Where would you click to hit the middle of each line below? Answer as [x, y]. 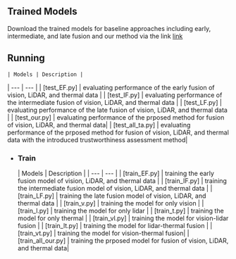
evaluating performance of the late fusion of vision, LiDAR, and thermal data [117, 110]
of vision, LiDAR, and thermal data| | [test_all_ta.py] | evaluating [99, 125]
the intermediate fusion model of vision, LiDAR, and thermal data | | [115, 188]
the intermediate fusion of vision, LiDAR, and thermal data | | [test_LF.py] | [114, 102]
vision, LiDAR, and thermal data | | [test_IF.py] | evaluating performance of [115, 95]
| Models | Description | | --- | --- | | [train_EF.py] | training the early [116, 173]
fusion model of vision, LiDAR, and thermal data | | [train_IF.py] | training [122, 181]
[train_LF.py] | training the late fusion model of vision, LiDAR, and [112, 196]
